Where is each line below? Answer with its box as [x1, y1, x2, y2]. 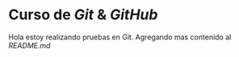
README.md [8, 40, 51, 50]
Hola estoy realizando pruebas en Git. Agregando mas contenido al [8, 32, 232, 42]
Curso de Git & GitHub [8, 6, 158, 24]
